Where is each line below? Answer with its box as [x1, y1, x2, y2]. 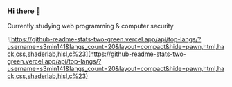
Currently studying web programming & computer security [7, 22, 175, 30]
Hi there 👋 [7, 6, 42, 16]
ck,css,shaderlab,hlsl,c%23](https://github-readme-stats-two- [7, 50, 187, 58]
